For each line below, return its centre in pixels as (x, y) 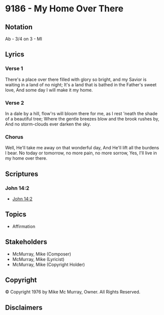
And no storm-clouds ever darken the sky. (48, 124)
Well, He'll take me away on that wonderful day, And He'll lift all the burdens (82, 148)
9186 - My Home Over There (64, 9)
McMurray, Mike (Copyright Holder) (48, 264)
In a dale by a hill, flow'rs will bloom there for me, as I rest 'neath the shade (82, 113)
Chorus (14, 137)
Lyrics (15, 54)
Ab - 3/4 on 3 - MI (24, 39)
